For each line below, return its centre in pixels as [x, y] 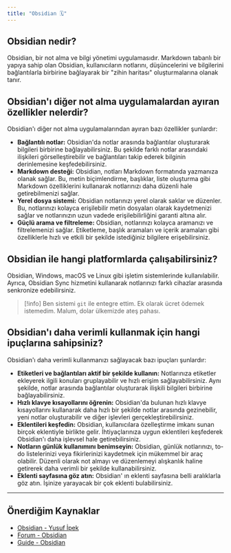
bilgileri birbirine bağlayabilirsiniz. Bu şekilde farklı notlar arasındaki [112, 149]
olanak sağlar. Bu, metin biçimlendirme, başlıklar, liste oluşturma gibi [114, 179]
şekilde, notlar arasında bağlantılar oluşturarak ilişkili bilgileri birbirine [115, 388]
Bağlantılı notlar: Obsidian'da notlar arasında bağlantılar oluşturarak [113, 143]
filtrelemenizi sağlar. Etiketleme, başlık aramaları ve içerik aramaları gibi [118, 230]
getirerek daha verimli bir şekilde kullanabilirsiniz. [87, 468]
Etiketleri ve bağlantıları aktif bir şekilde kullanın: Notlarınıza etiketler [117, 373]
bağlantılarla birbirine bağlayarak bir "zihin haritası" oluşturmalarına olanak [113, 72]
